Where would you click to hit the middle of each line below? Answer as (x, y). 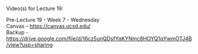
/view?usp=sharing (30, 45)
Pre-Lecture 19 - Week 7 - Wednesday (53, 20)
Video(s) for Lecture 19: (35, 9)
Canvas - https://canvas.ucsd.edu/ (48, 26)
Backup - (17, 32)
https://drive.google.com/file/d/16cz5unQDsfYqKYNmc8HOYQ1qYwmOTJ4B (99, 38)
